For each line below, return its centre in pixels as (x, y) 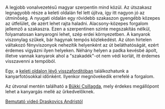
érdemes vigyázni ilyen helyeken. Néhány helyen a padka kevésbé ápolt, (81, 50)
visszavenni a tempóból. (31, 61)
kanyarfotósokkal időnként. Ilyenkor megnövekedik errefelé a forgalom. (80, 76)
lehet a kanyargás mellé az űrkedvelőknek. (50, 92)
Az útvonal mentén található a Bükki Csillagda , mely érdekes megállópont (82, 86)
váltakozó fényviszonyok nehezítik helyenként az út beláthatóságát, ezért (82, 45)
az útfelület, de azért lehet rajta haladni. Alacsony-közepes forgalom (77, 23)
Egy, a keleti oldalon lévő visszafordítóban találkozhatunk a (67, 71)
